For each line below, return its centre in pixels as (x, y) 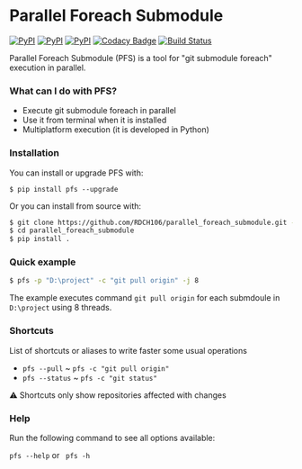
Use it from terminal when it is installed (94, 120)
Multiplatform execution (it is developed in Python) (115, 130)
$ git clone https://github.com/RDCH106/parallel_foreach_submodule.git (148, 222)
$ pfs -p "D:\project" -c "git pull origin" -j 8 (104, 281)
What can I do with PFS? (63, 91)
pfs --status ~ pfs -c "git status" (89, 377)
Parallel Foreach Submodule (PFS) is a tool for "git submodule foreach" (141, 58)
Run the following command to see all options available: (112, 437)
